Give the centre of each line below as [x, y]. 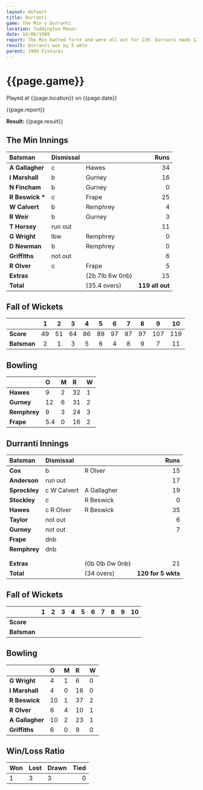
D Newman [25, 246]
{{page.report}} [26, 109]
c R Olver [58, 510]
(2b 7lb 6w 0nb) [109, 276]
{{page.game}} [45, 81]
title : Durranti [27, 18]
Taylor [19, 519]
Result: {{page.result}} [35, 121]
